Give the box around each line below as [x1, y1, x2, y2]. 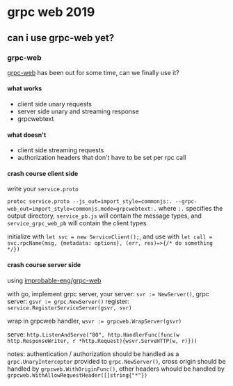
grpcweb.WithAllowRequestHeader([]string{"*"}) [7, 371, 148, 379]
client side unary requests [17, 100, 93, 108]
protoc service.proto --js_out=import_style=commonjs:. [7, 198, 172, 205]
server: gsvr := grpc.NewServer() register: [7, 297, 130, 305]
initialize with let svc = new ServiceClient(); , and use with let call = [7, 232, 213, 241]
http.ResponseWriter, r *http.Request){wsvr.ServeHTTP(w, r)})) [7, 337, 198, 344]
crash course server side [7, 261, 81, 269]
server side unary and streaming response [17, 107, 139, 115]
